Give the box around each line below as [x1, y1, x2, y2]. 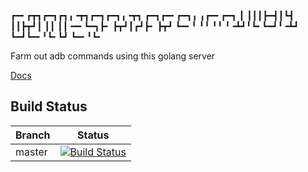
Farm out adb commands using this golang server [10, 50, 216, 62]
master [15, 145, 48, 159]
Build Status [10, 98, 88, 115]
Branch [15, 128, 51, 142]
